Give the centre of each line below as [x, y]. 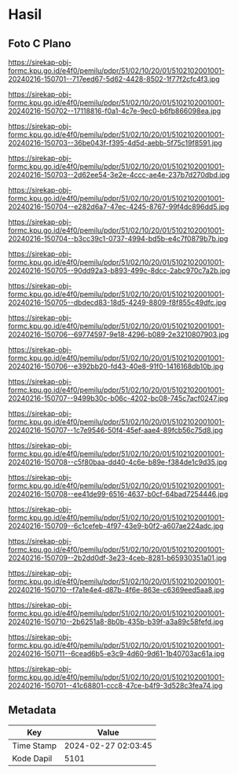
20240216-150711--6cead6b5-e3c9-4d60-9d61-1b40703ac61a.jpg [117, 653]
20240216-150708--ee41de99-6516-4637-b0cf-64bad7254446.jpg [118, 494]
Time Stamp [35, 746]
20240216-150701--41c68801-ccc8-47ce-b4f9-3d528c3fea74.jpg [115, 686]
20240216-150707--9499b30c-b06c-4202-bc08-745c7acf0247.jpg [118, 398]
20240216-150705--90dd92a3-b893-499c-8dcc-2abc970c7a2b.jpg [119, 270]
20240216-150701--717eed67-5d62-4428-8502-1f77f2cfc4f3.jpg [114, 79]
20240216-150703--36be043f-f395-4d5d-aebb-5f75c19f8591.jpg [115, 143]
